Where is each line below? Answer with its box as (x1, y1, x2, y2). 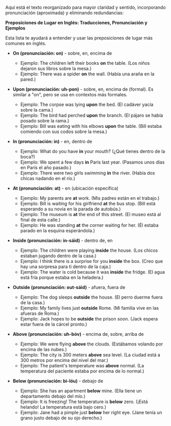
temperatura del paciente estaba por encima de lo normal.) (20, 368, 144, 374)
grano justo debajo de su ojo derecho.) (20, 415, 102, 421)
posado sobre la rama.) (20, 118, 69, 124)
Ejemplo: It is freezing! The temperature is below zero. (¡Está (20, 398, 148, 405)
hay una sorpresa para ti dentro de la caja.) (20, 263, 111, 270)
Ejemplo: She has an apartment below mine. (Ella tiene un (20, 388, 142, 394)
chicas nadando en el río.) (20, 175, 76, 181)
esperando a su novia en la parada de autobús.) (20, 206, 121, 212)
